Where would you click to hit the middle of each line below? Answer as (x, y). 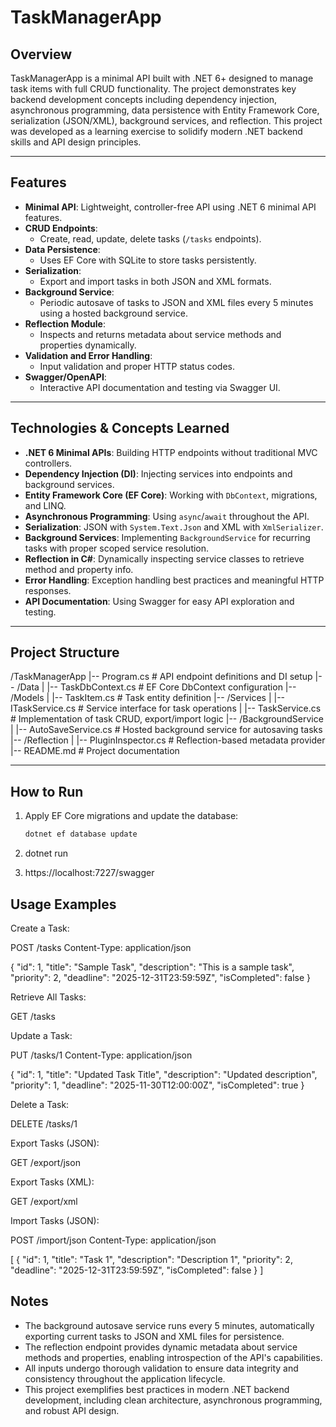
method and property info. (79, 569)
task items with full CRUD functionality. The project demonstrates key (153, 89)
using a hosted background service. (113, 313)
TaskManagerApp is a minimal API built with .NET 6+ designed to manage (162, 78)
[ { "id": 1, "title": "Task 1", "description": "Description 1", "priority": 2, (151, 1259)
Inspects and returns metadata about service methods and (160, 334)
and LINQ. (45, 505)
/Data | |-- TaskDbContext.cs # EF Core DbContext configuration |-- (156, 687)
